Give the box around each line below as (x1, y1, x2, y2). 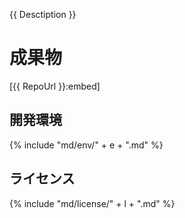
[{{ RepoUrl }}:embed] (9, 80, 101, 92)
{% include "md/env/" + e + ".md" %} (9, 139, 164, 151)
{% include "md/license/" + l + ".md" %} (9, 197, 176, 209)
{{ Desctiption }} (9, 9, 77, 20)
